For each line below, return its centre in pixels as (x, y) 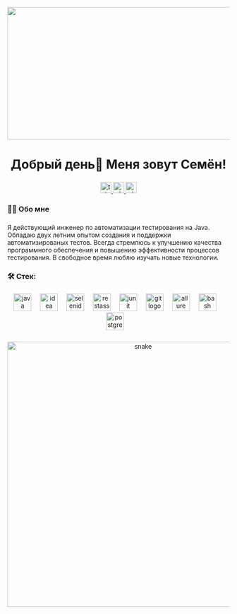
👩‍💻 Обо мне (29, 209)
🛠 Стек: (22, 276)
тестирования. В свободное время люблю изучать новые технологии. (113, 257)
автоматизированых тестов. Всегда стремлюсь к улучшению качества (115, 242)
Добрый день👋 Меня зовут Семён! (119, 164)
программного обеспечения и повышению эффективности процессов (114, 250)
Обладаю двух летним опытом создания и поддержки (89, 235)
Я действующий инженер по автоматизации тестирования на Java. (109, 227)
